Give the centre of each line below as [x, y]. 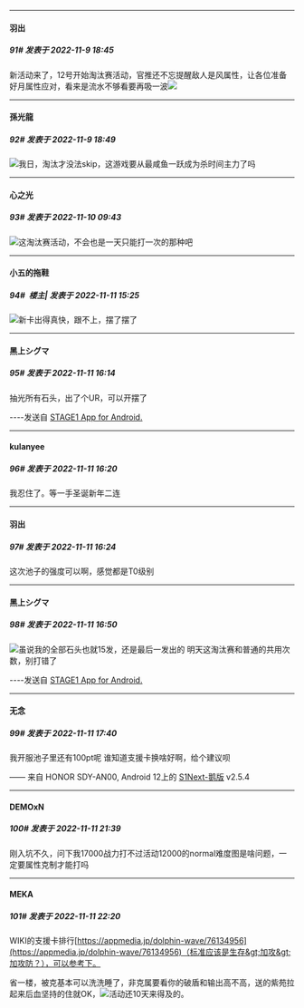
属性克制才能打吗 [57, 864]
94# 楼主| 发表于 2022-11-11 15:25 [75, 295]
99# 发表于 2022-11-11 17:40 [63, 733]
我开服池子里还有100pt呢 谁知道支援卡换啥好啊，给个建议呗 [120, 758]
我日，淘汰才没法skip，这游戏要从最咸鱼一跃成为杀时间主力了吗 [137, 164]
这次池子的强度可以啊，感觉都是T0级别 [82, 571]
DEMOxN [27, 807]
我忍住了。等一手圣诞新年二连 [65, 493]
